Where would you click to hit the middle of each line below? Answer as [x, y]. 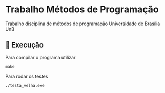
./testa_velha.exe [25, 85]
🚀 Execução [24, 45]
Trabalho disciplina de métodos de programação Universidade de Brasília [83, 24]
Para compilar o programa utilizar [40, 57]
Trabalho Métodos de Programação [82, 9]
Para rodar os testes [27, 76]
